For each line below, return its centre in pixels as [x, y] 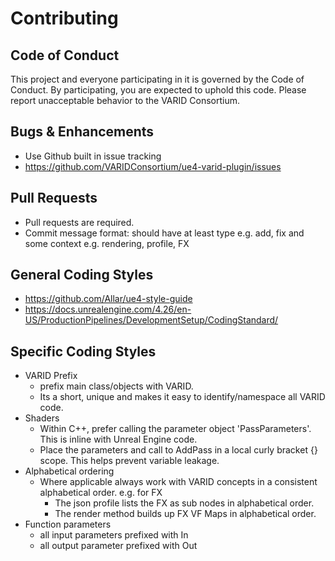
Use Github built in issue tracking [93, 156]
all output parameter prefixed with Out [118, 546]
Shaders [42, 418]
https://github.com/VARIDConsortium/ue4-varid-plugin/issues [153, 166]
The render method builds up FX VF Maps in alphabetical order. [185, 514]
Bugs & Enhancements [82, 132]
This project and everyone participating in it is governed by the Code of [157, 79]
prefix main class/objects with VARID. [116, 386]
